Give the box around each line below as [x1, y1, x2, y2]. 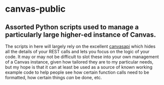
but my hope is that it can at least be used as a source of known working [5, 64, 153, 70]
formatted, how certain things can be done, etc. [5, 75, 102, 80]
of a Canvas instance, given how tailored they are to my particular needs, [5, 59, 154, 64]
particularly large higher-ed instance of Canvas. [5, 30, 156, 39]
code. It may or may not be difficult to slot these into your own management [5, 54, 159, 60]
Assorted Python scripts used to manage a [5, 23, 139, 31]
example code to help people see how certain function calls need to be [5, 69, 149, 75]
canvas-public [5, 3, 66, 15]
